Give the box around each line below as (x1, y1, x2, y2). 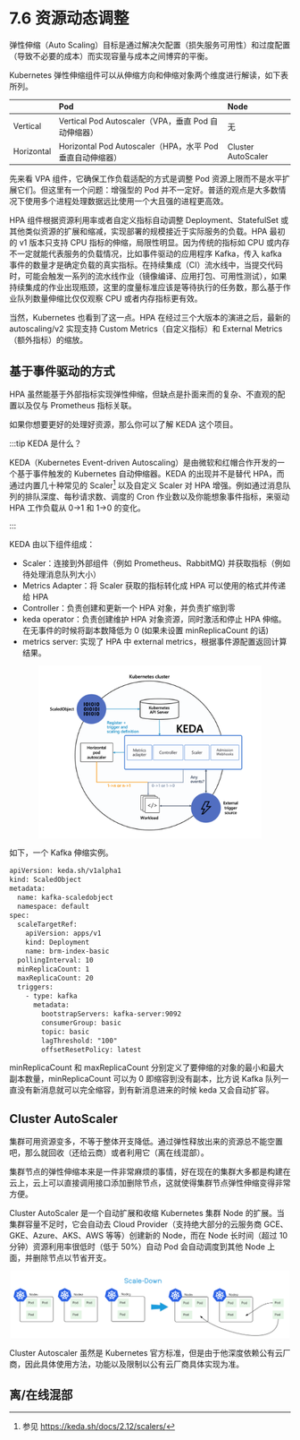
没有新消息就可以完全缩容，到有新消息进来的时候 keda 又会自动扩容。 (16, 1084, 274, 1095)
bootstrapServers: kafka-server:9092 (41, 1009, 181, 1019)
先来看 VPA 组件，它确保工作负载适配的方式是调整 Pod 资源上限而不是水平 (9, 174, 283, 184)
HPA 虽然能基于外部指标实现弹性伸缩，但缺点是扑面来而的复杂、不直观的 (9, 389, 278, 399)
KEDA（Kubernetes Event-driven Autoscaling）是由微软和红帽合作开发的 (9, 458, 278, 468)
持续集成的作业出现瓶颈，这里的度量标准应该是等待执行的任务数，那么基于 (9, 282, 283, 293)
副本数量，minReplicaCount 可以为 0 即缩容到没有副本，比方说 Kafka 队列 (9, 1074, 281, 1084)
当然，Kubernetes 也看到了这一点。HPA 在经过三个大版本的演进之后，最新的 (9, 313, 291, 323)
